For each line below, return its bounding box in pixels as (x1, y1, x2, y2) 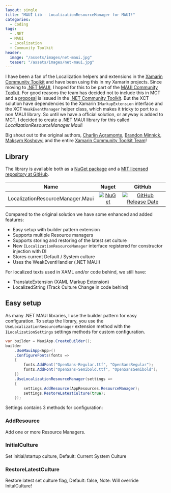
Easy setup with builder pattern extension (12, 227, 100, 233)
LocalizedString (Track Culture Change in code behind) (12, 284, 129, 290)
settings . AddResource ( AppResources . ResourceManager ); (23, 386, 140, 391)
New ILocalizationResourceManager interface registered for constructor (12, 243, 163, 249)
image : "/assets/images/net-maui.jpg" (10, 54, 93, 60)
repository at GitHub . (5, 171, 49, 177)
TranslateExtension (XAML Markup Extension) (12, 279, 109, 285)
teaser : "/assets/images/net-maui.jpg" (10, 60, 95, 65)
